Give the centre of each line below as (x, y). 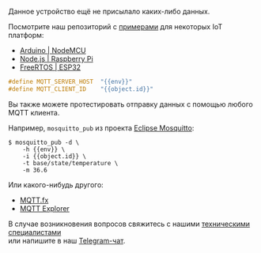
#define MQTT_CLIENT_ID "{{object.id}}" (81, 89)
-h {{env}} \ (44, 149)
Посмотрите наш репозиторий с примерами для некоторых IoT (115, 26)
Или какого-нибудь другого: (56, 184)
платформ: (26, 35)
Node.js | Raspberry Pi (56, 59)
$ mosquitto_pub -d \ (44, 142)
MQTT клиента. (34, 112)
